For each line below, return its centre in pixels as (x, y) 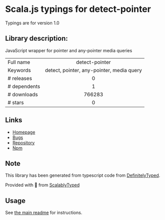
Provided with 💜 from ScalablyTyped (42, 185)
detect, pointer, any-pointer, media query (93, 70)
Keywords (19, 70)
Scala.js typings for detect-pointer (78, 9)
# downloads (23, 94)
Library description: (37, 38)
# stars (16, 102)
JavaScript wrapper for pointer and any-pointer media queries (69, 50)
